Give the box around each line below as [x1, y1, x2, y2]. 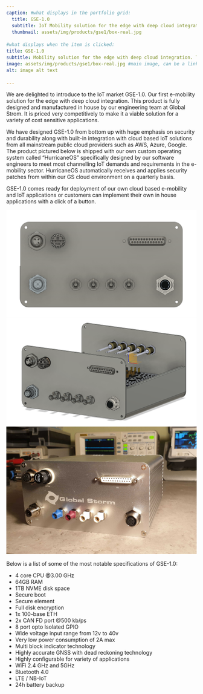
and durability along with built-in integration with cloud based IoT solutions [6, 135, 192, 142]
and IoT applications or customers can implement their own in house [6, 191, 177, 199]
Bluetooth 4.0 [14, 669, 49, 676]
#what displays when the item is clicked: [6, 42, 115, 48]
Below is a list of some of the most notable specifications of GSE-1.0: [6, 560, 178, 568]
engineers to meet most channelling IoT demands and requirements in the [6, 160, 190, 168]
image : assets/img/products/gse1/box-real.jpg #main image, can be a [6, 61, 185, 67]
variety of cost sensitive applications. [6, 117, 100, 124]
